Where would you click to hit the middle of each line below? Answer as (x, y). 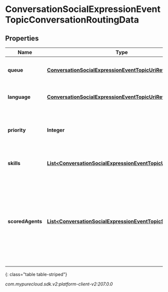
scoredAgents (25, 221)
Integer (56, 130)
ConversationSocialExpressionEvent (83, 9)
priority (17, 130)
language (19, 97)
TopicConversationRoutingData (72, 20)
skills (14, 163)
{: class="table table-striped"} (36, 274)
